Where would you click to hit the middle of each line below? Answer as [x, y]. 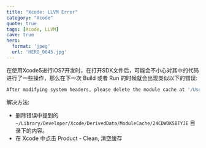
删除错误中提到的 [37, 115]
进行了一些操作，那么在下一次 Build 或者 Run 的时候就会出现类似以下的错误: [102, 78]
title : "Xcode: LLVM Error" [42, 12]
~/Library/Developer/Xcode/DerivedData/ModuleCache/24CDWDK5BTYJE [102, 123]
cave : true [20, 35]
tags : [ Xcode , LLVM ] [33, 29]
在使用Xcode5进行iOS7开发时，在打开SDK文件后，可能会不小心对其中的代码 [103, 70]
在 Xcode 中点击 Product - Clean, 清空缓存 [69, 138]
